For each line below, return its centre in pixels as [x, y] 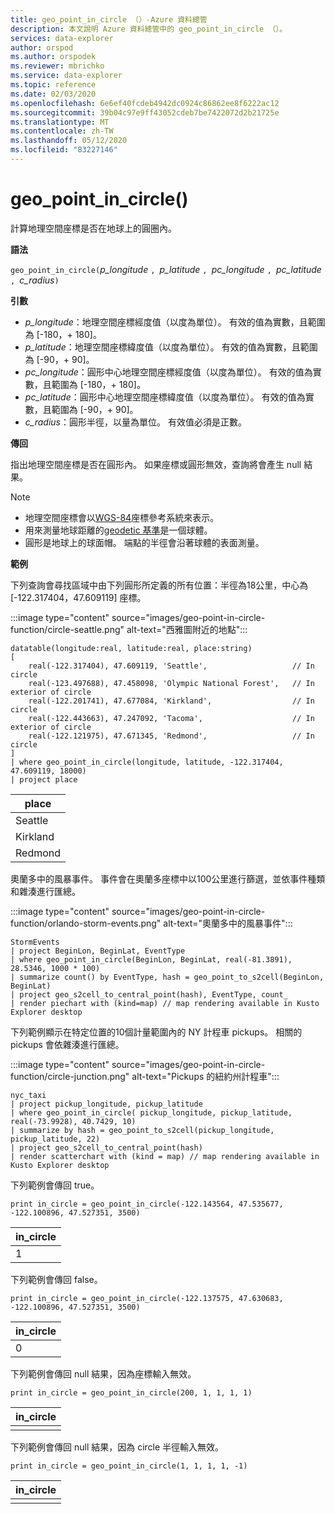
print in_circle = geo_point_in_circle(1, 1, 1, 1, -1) [129, 1466]
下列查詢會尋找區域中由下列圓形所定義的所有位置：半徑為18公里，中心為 [159, 585]
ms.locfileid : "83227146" [64, 150]
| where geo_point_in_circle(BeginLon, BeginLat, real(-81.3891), [151, 959]
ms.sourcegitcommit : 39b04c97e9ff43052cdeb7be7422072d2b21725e [145, 112]
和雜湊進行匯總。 [45, 891]
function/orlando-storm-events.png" [86, 923]
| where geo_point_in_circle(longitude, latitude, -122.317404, [147, 762]
